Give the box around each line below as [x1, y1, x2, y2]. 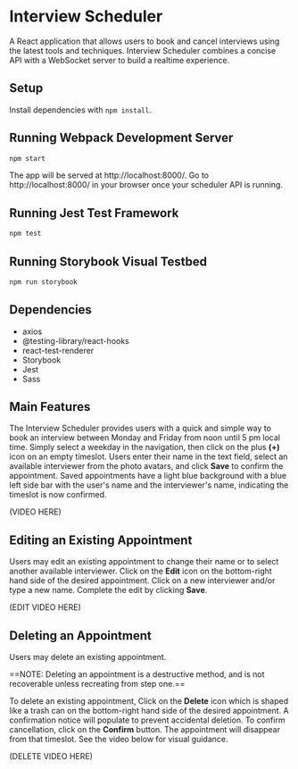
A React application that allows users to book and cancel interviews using [9, 36, 280, 46]
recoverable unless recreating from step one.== [9, 679, 186, 690]
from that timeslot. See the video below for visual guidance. [9, 734, 229, 745]
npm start [9, 154, 46, 163]
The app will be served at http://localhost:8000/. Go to [9, 170, 210, 180]
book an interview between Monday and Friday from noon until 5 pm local [9, 432, 281, 443]
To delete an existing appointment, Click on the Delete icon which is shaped [9, 696, 289, 706]
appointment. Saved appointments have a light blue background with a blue [9, 471, 287, 481]
